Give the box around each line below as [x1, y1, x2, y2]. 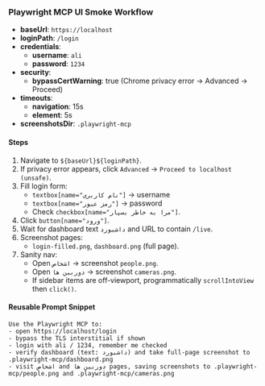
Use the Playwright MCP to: [8, 320, 103, 328]
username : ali [31, 51, 82, 60]
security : [19, 68, 52, 77]
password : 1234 [31, 59, 85, 68]
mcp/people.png [8, 369, 60, 377]
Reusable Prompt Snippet [8, 302, 96, 312]
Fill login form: [19, 181, 68, 191]
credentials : [19, 42, 62, 52]
